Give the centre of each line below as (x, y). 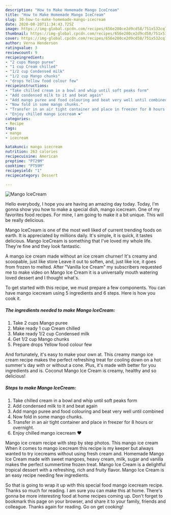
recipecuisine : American (32, 156)
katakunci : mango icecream (34, 147)
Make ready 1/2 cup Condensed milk (51, 334)
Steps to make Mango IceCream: (41, 388)
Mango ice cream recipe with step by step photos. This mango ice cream (82, 443)
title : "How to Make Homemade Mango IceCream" (55, 15)
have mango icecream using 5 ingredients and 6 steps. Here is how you (80, 293)
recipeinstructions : (27, 85)
